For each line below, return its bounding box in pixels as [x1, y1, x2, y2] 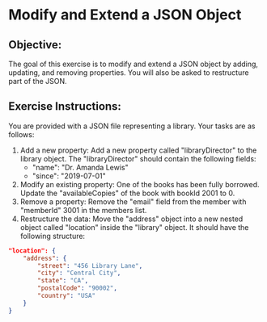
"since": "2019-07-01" [32, 171, 107, 181]
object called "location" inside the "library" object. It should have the [19, 222, 249, 232]
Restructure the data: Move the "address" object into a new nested [19, 214, 244, 224]
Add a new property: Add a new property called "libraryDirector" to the [19, 145, 257, 155]
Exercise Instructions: [8, 99, 121, 114]
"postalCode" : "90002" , [37, 284, 117, 292]
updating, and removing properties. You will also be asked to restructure [8, 68, 249, 77]
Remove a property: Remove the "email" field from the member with [19, 196, 247, 207]
